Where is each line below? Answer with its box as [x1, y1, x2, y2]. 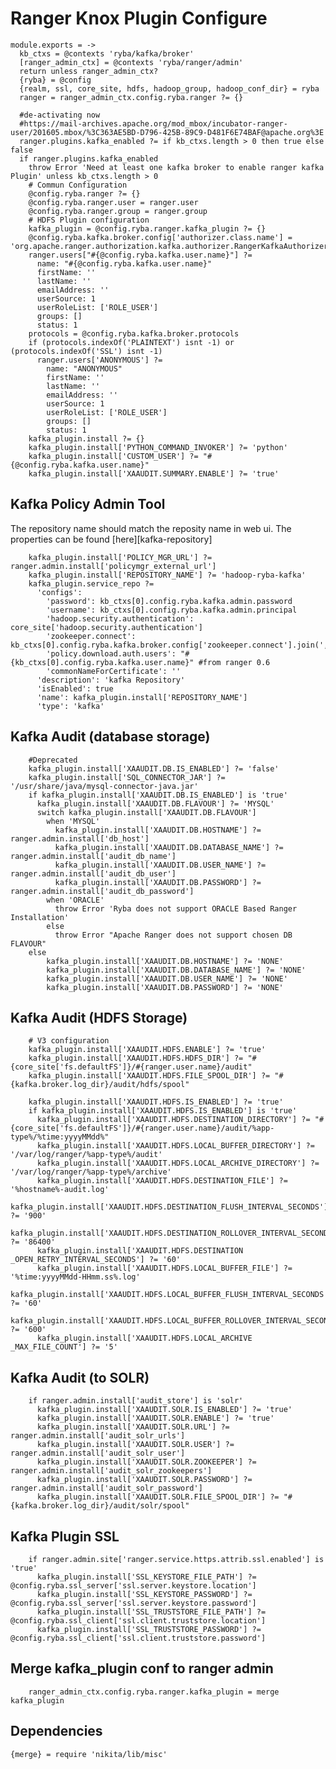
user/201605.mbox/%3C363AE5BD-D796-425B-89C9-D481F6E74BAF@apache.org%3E [10, 127, 325, 137]
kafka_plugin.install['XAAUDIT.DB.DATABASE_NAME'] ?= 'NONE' [46, 965, 307, 975]
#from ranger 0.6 [198, 657, 271, 667]
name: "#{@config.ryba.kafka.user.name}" [36, 258, 213, 269]
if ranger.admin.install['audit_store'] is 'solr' [28, 1396, 244, 1406]
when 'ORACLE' [46, 895, 105, 905]
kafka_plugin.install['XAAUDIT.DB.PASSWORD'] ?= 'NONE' [46, 982, 284, 992]
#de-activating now [19, 110, 101, 120]
